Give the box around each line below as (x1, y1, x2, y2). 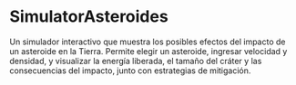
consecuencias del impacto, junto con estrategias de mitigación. (9, 65, 251, 76)
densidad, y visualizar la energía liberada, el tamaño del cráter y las (9, 55, 262, 66)
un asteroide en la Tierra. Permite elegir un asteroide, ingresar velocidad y (9, 45, 288, 56)
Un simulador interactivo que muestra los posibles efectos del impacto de (9, 36, 286, 47)
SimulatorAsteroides (9, 6, 168, 27)
